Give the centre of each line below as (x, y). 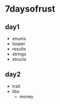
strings (19, 54)
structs (19, 59)
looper (19, 44)
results (19, 49)
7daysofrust (30, 9)
